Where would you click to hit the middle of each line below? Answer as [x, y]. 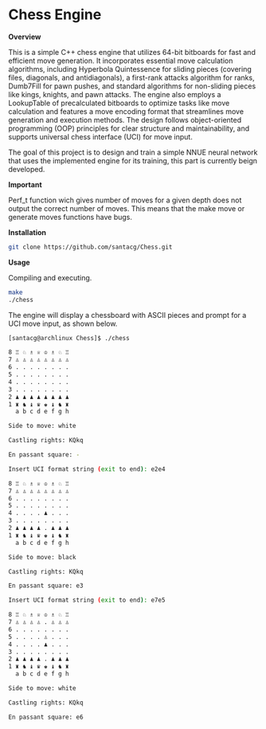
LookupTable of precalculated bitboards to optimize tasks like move [119, 103]
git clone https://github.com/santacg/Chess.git [90, 247]
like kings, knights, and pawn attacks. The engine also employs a [115, 94]
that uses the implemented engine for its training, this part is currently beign [133, 160]
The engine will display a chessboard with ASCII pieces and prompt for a [127, 315]
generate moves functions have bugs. [70, 217]
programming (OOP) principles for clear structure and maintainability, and [129, 128]
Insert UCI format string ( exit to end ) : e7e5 [87, 600]
